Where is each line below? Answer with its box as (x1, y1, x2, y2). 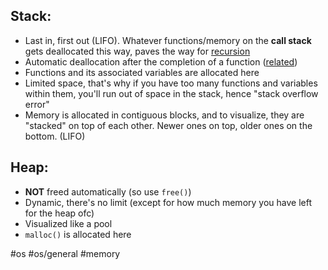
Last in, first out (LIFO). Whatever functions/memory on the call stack (24, 34, 312, 46)
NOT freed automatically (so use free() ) (24, 185, 192, 198)
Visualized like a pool (24, 217, 113, 229)
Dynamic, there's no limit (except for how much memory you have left (24, 196, 312, 208)
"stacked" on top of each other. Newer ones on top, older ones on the (24, 119, 313, 131)
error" (24, 98, 50, 110)
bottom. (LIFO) (24, 130, 86, 142)
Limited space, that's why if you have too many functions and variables (24, 77, 318, 89)
